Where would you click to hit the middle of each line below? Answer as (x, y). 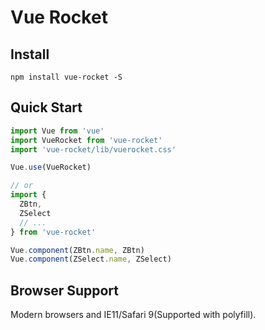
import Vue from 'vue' (57, 131)
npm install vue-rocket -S (66, 77)
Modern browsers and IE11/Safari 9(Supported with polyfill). (133, 315)
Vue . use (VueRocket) (51, 167)
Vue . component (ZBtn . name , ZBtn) (77, 250)
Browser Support (65, 290)
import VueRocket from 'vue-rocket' (86, 140)
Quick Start (46, 107)
